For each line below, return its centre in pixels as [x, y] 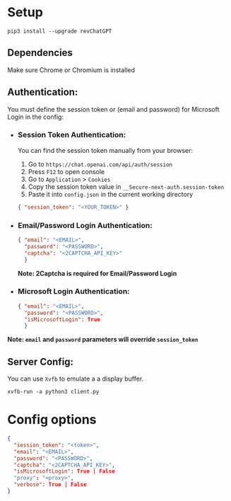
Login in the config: [35, 117]
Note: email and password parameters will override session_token [103, 340]
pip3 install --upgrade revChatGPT [60, 31]
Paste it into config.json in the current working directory [111, 194]
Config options [52, 420]
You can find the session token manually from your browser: [105, 150]
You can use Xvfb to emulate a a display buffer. [76, 379]
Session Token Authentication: [72, 135]
